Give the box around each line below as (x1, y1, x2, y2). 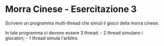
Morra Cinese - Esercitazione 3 (5, 3, 137, 15)
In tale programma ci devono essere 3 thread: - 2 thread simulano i (5, 29, 143, 35)
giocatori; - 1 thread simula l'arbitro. (5, 35, 79, 41)
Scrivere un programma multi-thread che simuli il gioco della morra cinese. (5, 20, 159, 26)
